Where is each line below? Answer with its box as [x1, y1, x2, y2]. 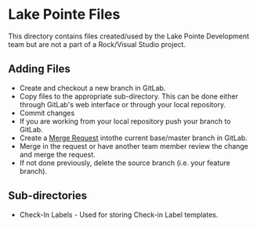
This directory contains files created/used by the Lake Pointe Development [8, 31, 249, 41]
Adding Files [8, 63, 71, 76]
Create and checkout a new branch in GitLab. [19, 83, 166, 92]
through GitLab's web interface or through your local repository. [19, 99, 226, 109]
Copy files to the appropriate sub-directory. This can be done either [19, 92, 239, 101]
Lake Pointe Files [8, 5, 121, 23]
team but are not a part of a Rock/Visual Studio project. [8, 39, 186, 49]
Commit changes [19, 108, 75, 117]
